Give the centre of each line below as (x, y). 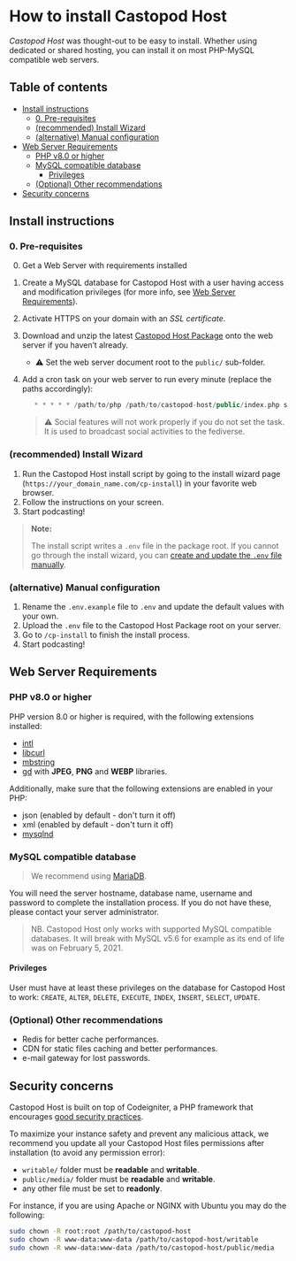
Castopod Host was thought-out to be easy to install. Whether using (133, 41)
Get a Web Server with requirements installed (104, 265)
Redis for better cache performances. (90, 1039)
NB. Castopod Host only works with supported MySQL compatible (151, 929)
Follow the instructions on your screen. (93, 502)
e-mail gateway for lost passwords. (86, 1058)
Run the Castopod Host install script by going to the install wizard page (151, 473)
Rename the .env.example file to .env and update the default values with (153, 606)
